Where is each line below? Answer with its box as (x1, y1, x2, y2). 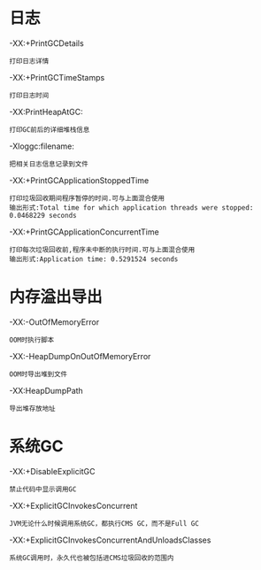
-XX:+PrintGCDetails (9, 37, 84, 49)
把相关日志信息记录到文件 (9, 159, 88, 168)
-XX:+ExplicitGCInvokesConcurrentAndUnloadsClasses (9, 535, 211, 545)
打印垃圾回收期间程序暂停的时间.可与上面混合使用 (9, 194, 165, 203)
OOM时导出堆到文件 (9, 369, 68, 379)
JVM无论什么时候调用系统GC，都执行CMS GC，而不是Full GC (9, 519, 199, 528)
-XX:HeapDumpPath (9, 385, 84, 396)
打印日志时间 (9, 90, 50, 100)
